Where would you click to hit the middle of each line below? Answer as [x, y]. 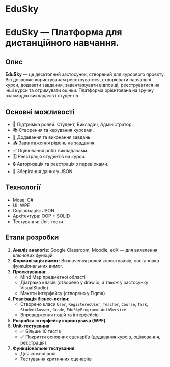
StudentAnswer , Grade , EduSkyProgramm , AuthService [73, 309]
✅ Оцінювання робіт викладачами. [50, 150]
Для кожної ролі [38, 353]
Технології [23, 188]
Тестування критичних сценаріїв [56, 359]
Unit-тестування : [32, 326]
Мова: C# [23, 200]
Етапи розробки [32, 238]
